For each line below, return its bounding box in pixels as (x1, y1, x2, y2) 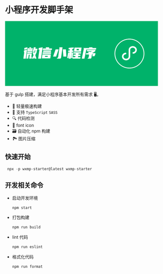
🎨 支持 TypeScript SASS (12, 110, 58, 115)
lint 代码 (12, 234, 28, 240)
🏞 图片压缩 (12, 136, 35, 142)
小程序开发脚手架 (5, 4, 74, 16)
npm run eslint (12, 244, 43, 250)
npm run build (12, 225, 41, 230)
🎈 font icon (12, 122, 34, 129)
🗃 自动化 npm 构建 (12, 128, 50, 134)
